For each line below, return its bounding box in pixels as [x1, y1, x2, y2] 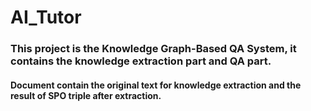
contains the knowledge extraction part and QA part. [10, 54, 272, 68]
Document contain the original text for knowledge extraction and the [10, 79, 302, 91]
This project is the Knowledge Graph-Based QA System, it [10, 42, 297, 56]
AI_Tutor [10, 6, 82, 29]
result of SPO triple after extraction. [10, 89, 162, 101]
